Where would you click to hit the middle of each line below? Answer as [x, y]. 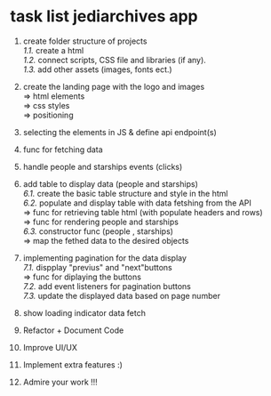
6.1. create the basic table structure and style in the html [125, 193]
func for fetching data [63, 150]
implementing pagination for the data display [105, 258]
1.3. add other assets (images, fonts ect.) [97, 69]
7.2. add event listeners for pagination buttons [107, 286]
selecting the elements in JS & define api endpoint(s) [120, 132]
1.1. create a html [53, 50]
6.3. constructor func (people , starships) [98, 231]
